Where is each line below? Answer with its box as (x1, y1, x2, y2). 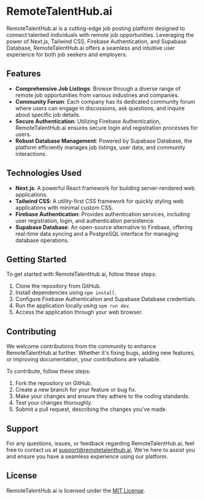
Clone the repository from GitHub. (15, 283, 101, 290)
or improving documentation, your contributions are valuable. (6, 356, 161, 363)
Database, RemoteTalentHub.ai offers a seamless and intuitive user (6, 44, 176, 52)
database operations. (15, 236, 69, 244)
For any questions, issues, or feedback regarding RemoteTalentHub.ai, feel (6, 440, 195, 447)
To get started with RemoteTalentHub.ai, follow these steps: (6, 270, 157, 278)
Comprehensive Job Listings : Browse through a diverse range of (15, 85, 181, 92)
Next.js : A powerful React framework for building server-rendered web (15, 184, 195, 192)
